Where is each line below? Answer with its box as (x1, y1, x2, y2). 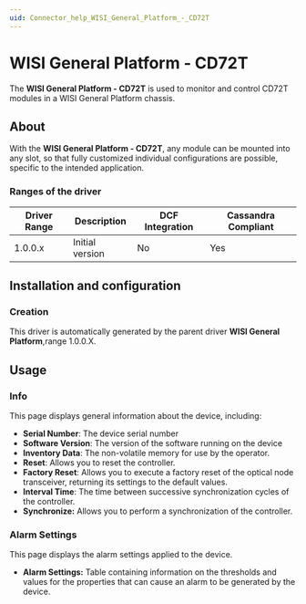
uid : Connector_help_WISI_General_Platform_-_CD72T (9, 13, 209, 23)
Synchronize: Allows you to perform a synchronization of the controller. (22, 505, 293, 516)
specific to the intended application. (9, 162, 144, 173)
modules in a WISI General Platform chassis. (9, 92, 176, 103)
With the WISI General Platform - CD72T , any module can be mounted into (9, 143, 291, 154)
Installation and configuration (9, 278, 181, 294)
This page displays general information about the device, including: (9, 411, 262, 422)
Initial (72, 235, 97, 248)
